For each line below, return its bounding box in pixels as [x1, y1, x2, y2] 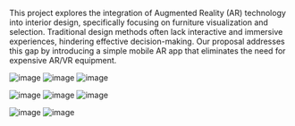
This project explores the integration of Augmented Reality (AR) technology [9, 8, 286, 18]
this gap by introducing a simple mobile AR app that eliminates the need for [9, 46, 286, 56]
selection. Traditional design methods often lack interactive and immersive [9, 27, 283, 37]
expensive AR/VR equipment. [9, 55, 117, 65]
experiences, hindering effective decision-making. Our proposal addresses [9, 36, 285, 46]
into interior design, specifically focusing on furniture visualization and [9, 17, 268, 28]
